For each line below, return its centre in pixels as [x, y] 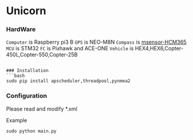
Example [17, 120]
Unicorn [26, 11]
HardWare [21, 30]
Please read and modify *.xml [42, 109]
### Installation [27, 71]
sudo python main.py [32, 131]
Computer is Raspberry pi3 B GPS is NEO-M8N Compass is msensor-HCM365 [97, 42]
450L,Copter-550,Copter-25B [42, 55]
